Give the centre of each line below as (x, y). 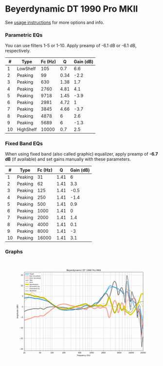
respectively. (18, 51)
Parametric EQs (24, 35)
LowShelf (26, 69)
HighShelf (27, 129)
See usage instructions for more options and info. (55, 22)
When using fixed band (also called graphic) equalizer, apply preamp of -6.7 (81, 154)
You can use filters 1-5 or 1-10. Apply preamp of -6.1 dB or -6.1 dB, (71, 46)
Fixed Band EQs (24, 143)
